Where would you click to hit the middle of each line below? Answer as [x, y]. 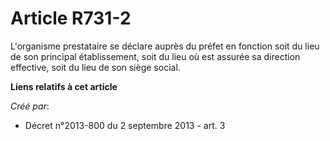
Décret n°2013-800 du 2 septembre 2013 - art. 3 [125, 125]
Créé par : [30, 106]
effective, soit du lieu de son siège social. [95, 67]
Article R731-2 [71, 18]
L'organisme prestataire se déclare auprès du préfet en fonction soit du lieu [165, 46]
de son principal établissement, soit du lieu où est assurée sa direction [155, 56]
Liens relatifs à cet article [64, 86]
